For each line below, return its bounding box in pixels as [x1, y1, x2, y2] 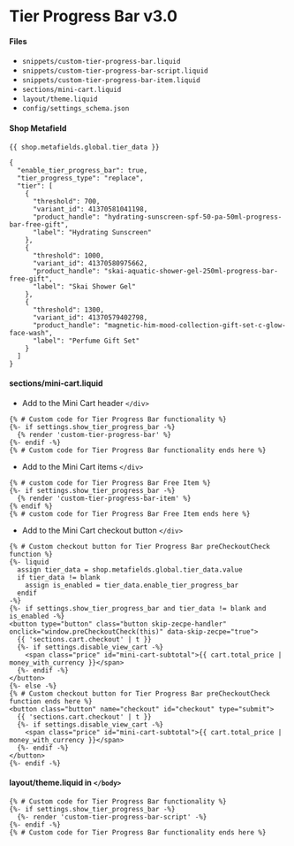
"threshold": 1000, [32, 250, 104, 260]
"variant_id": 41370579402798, [32, 312, 148, 322]
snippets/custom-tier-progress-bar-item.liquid [21, 76, 200, 85]
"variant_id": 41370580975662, [32, 258, 148, 267]
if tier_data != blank [17, 573, 101, 581]
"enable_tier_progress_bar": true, [17, 165, 148, 174]
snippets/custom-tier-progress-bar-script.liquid [21, 66, 209, 76]
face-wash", [9, 328, 53, 337]
